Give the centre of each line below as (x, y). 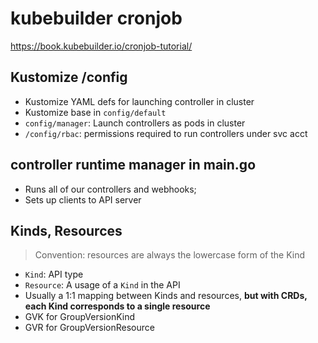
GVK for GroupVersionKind (80, 317)
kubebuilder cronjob (96, 18)
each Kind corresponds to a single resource (117, 306)
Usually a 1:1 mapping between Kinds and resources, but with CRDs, (166, 296)
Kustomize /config (69, 77)
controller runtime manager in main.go (133, 165)
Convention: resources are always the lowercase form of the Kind (170, 255)
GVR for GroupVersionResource (89, 328)
